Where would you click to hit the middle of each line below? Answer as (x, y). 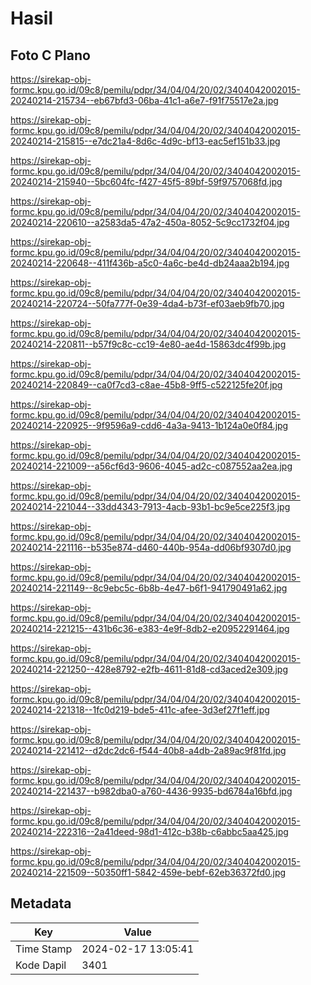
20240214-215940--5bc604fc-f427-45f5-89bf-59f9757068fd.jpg (146, 181)
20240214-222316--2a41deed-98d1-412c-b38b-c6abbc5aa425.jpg (149, 831)
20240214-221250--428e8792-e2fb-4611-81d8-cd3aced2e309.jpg (149, 669)
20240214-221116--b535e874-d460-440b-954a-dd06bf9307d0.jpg (151, 547)
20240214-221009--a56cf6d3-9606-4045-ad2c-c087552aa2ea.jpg (151, 466)
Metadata (41, 903)
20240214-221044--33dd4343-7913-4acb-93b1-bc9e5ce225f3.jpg (150, 506)
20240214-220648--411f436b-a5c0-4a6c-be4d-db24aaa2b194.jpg (150, 263)
